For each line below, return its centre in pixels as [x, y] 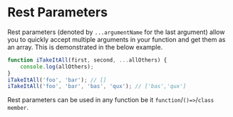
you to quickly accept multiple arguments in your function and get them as [116, 39]
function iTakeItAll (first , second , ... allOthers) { [87, 60]
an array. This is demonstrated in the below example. [85, 47]
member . [18, 108]
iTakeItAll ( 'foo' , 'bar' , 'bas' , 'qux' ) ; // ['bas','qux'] [97, 87]
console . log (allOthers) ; [57, 67]
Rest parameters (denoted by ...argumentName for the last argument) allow [116, 32]
